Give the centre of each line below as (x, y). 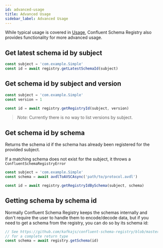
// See (12, 231)
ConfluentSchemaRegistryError (36, 164)
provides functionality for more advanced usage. (54, 37)
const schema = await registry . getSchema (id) (52, 241)
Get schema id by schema (45, 133)
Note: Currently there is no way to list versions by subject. (75, 118)
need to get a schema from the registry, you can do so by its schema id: (77, 223)
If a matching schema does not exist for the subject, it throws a (68, 159)
